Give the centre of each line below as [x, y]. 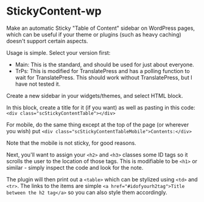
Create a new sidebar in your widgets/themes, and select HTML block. [95, 96]
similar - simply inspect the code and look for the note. [75, 167]
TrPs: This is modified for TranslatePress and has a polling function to [102, 71]
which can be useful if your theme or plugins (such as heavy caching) [94, 34]
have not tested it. [38, 84]
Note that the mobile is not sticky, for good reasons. [71, 143]
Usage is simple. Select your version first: [58, 52]
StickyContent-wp [54, 11]
